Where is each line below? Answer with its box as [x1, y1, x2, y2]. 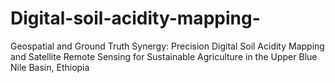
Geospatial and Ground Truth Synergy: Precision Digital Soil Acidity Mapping [10, 40, 325, 52]
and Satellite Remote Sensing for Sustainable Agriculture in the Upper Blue [10, 50, 318, 62]
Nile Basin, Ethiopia [10, 61, 90, 73]
